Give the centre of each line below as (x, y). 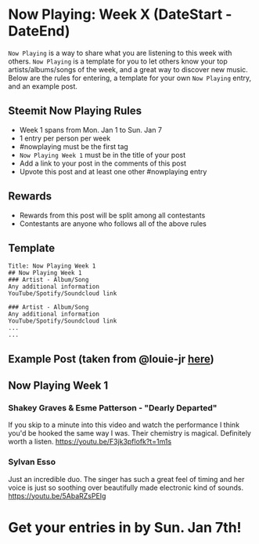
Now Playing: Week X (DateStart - (120, 15)
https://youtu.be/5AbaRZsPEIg (57, 495)
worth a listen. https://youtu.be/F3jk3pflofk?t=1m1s (90, 442)
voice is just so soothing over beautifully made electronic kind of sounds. (126, 487)
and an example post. (43, 86)
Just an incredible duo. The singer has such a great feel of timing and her (126, 479)
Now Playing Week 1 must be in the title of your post (103, 155)
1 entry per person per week (65, 138)
